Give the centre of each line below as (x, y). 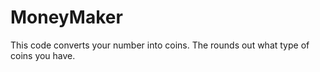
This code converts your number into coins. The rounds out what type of (160, 45)
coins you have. (43, 55)
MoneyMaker (66, 17)
